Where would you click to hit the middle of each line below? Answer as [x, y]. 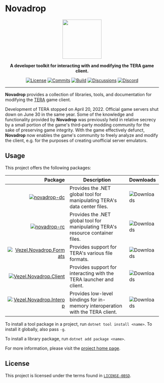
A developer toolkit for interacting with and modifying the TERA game [82, 65]
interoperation [106, 306]
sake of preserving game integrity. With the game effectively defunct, [75, 130]
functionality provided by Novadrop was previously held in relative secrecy [81, 119]
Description [97, 179]
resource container [91, 232]
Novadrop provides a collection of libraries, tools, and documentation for [79, 94]
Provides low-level [91, 293]
